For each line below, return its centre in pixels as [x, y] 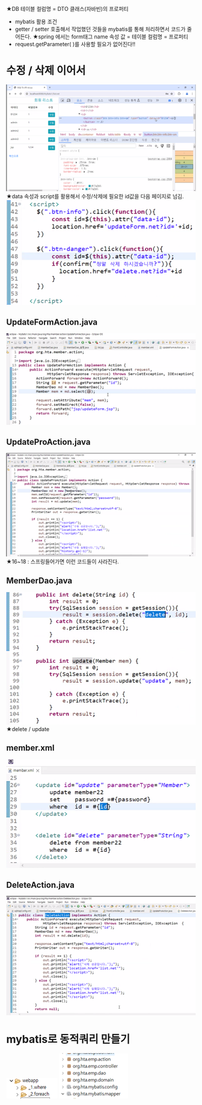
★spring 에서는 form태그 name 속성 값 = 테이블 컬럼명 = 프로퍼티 [110, 37]
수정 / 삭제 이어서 [46, 71]
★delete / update [28, 729]
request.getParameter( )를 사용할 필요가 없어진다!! [75, 44]
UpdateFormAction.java [52, 322]
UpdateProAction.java [48, 442]
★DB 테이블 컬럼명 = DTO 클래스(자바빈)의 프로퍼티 [67, 9]
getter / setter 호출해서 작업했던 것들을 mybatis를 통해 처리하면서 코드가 [100, 29]
